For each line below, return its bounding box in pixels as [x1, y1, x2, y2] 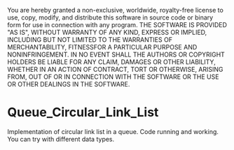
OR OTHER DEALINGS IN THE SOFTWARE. [7, 80, 130, 88]
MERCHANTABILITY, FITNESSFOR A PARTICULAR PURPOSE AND [7, 43, 198, 51]
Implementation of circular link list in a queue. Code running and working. [7, 127, 219, 135]
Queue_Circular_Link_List [7, 105, 159, 121]
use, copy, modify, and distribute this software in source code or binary [7, 13, 214, 22]
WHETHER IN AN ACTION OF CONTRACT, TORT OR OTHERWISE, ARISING [7, 66, 223, 73]
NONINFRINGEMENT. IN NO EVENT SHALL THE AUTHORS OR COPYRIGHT [7, 50, 226, 59]
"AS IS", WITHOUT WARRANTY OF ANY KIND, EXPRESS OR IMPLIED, [7, 28, 207, 36]
